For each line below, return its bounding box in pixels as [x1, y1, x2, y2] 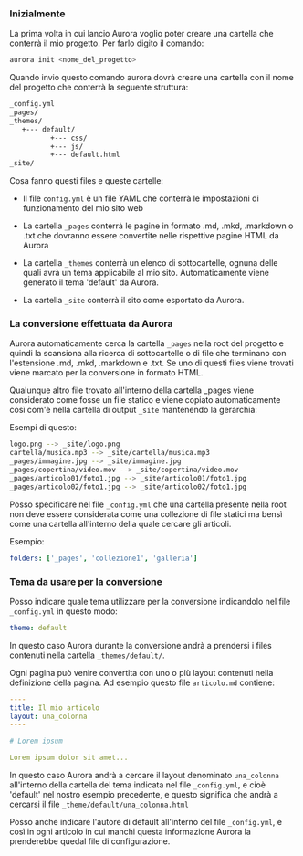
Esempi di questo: [9, 422, 78, 433]
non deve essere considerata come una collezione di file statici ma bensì [9, 508, 283, 519]
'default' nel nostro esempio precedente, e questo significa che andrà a [9, 789, 278, 800]
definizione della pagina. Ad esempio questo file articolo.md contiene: [9, 677, 276, 688]
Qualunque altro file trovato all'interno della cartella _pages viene [9, 385, 254, 396]
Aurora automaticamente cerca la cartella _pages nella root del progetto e [9, 338, 285, 349]
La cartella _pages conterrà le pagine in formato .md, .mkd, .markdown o [22, 220, 294, 231]
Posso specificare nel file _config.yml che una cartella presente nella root [9, 499, 287, 510]
